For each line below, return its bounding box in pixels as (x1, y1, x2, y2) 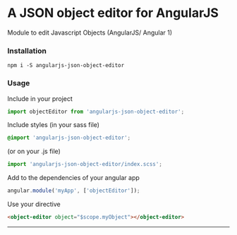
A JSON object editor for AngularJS (7, 5, 219, 21)
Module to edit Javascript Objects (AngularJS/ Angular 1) (7, 28, 173, 37)
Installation (7, 46, 47, 56)
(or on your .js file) (7, 147, 61, 156)
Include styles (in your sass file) (7, 121, 100, 129)
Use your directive (7, 200, 61, 209)
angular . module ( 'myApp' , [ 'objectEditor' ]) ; (7, 187, 140, 195)
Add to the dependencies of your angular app (7, 174, 140, 182)
